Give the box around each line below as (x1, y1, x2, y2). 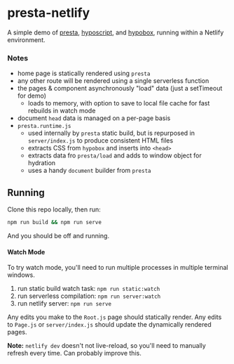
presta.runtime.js (17, 123, 71, 130)
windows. (7, 271, 35, 279)
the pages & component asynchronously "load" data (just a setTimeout (17, 84, 223, 93)
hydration (27, 159, 56, 167)
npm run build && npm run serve (7, 219, 102, 226)
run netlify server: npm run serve (17, 299, 112, 308)
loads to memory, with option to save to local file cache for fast (27, 99, 210, 108)
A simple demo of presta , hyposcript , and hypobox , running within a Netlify (7, 28, 224, 37)
